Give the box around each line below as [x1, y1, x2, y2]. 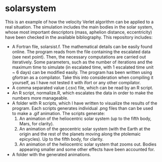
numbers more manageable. [12, 95, 69, 101]
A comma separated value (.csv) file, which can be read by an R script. [12, 85, 153, 90]
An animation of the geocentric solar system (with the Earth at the [19, 126, 151, 132]
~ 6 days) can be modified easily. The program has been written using [12, 69, 152, 75]
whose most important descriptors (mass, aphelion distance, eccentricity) [5, 29, 152, 35]
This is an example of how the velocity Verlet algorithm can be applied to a [5, 19, 154, 25]
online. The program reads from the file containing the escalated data [12, 49, 151, 55]
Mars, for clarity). [19, 120, 54, 126]
